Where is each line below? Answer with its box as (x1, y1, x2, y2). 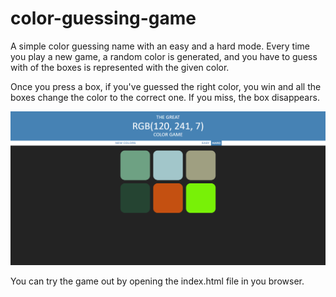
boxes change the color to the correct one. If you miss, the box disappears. (10, 91, 320, 103)
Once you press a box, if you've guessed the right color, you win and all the (10, 80, 322, 92)
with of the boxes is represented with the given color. (10, 61, 230, 73)
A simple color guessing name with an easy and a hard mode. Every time (10, 40, 311, 52)
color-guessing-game (10, 7, 197, 30)
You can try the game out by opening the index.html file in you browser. (10, 275, 305, 287)
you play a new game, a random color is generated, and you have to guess (10, 50, 318, 62)
